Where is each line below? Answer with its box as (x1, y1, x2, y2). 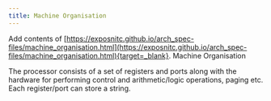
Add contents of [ (8, 34, 67, 43)
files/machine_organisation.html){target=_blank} (8, 50, 169, 60)
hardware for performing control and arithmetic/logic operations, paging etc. (8, 75, 264, 84)
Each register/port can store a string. (8, 83, 131, 93)
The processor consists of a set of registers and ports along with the (8, 66, 237, 76)
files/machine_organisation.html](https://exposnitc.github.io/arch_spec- (8, 42, 248, 52)
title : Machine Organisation (8, 11, 107, 20)
